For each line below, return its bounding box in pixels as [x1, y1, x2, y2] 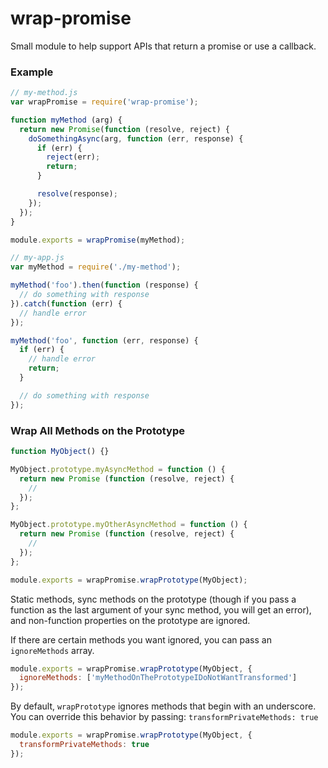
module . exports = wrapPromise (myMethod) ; [10, 235, 186, 245]
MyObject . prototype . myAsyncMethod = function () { [10, 464, 226, 474]
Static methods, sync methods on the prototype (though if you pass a [10, 593, 297, 605]
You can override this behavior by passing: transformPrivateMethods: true [10, 711, 319, 723]
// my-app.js [10, 253, 65, 263]
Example [10, 65, 54, 79]
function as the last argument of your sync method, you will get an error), [10, 603, 312, 616]
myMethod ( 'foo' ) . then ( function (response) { [10, 280, 199, 291]
